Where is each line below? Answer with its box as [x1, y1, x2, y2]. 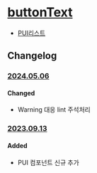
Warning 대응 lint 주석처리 [17, 105, 91, 114]
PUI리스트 [17, 28, 46, 37]
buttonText [7, 4, 73, 21]
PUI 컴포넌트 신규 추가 [17, 158, 79, 167]
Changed [7, 88, 35, 97]
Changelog [7, 50, 57, 62]
